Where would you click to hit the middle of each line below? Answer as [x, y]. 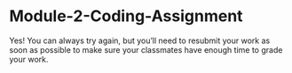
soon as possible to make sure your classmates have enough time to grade [146, 49]
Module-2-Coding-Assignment [126, 16]
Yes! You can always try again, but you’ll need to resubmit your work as [140, 40]
